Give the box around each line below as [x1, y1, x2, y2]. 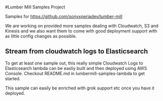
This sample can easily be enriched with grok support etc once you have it [5, 85, 155, 91]
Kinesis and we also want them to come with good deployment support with [5, 28, 157, 34]
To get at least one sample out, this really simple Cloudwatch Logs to [5, 60, 144, 66]
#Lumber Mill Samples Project [5, 4, 66, 10]
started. [5, 75, 21, 82]
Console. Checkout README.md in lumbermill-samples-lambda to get [5, 70, 145, 76]
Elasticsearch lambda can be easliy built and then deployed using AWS [5, 65, 147, 71]
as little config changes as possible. [5, 34, 77, 39]
